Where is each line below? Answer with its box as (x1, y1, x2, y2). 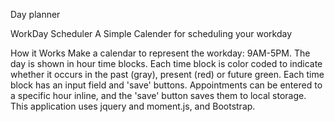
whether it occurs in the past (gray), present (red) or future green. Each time (10, 69, 325, 80)
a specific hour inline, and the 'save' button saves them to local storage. (10, 90, 307, 101)
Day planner (10, 9, 61, 20)
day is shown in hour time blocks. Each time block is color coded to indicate (10, 58, 323, 69)
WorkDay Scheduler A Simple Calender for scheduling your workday (10, 28, 293, 39)
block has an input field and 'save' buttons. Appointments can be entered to (10, 79, 323, 91)
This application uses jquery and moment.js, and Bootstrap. (10, 100, 256, 112)
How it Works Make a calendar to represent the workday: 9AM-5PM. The (10, 47, 311, 59)
